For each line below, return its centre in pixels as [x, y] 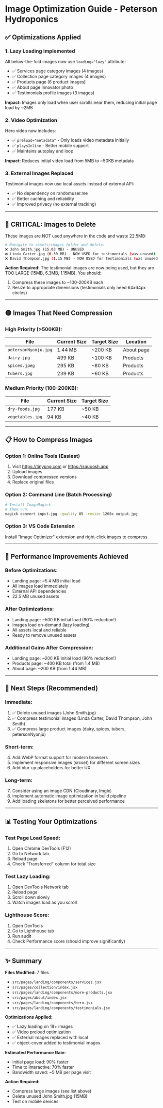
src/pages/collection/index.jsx [45, 988]
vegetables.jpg [25, 417]
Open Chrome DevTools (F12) [41, 848]
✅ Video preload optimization [41, 1032]
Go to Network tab [31, 853]
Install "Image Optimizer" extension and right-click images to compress [76, 537]
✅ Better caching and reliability [43, 199]
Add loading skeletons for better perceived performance [68, 801]
